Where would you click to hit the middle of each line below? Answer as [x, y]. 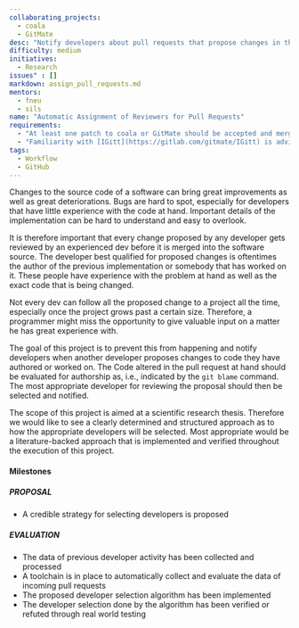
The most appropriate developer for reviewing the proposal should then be [146, 386]
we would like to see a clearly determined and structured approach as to [142, 422]
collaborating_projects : [55, 17]
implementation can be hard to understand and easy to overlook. [128, 220]
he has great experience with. [64, 331]
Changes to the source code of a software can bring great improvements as [148, 192]
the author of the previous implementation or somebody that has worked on [148, 266]
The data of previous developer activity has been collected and [138, 557]
